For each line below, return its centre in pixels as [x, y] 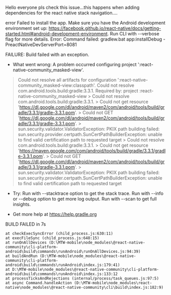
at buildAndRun [22, 256]
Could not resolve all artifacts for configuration [67, 80]
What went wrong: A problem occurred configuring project [74, 64]
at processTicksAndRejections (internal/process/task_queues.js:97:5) [82, 279]
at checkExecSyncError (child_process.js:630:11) [59, 233]
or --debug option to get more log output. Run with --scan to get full [85, 199]
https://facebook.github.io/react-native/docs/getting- [105, 28]
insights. [22, 204]
